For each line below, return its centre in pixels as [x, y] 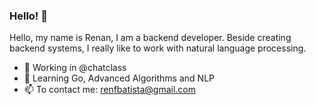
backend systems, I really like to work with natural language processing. [158, 48]
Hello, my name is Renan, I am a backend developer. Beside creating [150, 38]
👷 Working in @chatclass [75, 68]
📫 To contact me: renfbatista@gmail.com [109, 90]
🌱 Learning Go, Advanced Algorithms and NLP [119, 78]
